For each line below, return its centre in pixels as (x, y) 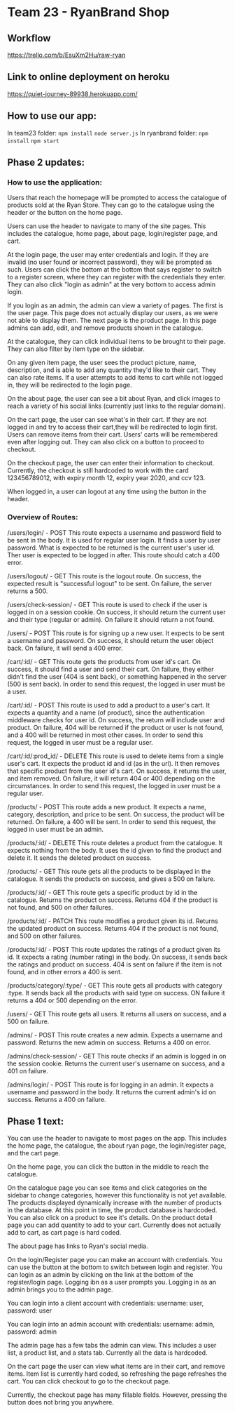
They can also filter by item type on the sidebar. (76, 349)
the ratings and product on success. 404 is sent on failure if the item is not (115, 964)
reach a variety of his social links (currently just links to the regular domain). (116, 406)
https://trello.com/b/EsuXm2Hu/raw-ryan (66, 55)
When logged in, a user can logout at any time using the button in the (107, 491)
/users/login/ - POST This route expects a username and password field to (115, 532)
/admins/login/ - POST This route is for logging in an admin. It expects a (111, 1084)
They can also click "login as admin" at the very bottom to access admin (111, 284)
